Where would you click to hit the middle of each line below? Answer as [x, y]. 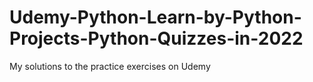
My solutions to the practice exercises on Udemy [110, 66]
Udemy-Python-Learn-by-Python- [155, 17]
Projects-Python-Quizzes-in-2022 [156, 38]
